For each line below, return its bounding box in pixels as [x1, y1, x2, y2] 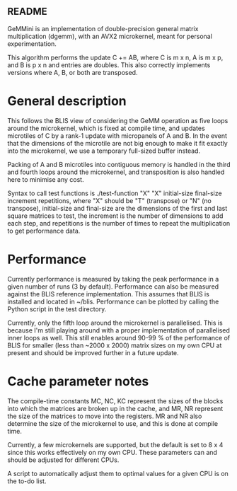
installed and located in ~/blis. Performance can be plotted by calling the [7, 297, 219, 306]
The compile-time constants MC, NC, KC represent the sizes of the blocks [7, 396, 224, 405]
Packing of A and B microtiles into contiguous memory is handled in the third [7, 160, 231, 168]
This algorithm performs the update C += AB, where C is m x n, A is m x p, [7, 53, 224, 62]
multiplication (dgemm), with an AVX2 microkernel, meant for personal [7, 32, 212, 40]
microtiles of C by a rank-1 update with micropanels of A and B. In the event [7, 131, 228, 140]
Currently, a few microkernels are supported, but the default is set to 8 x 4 [7, 440, 224, 449]
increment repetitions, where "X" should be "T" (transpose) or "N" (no [7, 196, 212, 204]
